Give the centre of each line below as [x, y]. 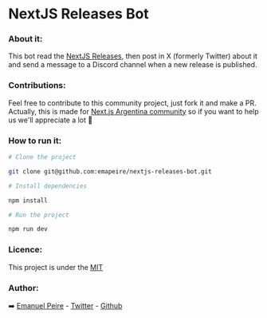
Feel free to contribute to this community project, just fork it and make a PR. [132, 103]
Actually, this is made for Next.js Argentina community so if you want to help [133, 111]
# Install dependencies [48, 186]
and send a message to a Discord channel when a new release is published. [133, 65]
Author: [24, 288]
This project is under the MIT [56, 267]
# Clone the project [43, 157]
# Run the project [39, 215]
